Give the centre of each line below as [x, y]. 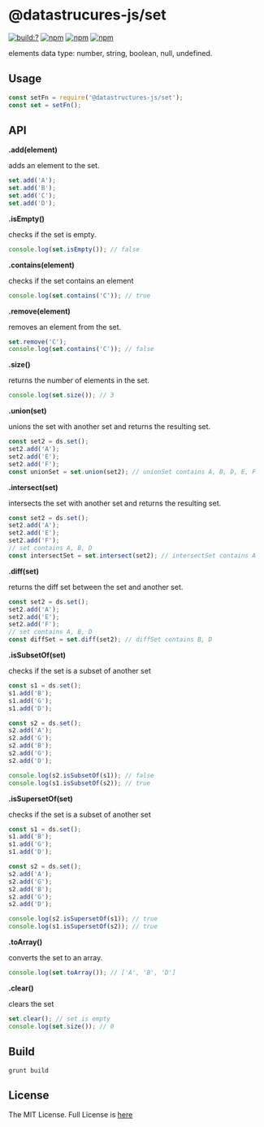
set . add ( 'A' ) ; [32, 180]
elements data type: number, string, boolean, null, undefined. [110, 53]
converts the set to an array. [56, 958]
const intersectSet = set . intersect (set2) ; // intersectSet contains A [132, 555]
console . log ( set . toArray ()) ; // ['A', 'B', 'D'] [92, 973]
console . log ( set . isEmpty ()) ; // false [74, 249]
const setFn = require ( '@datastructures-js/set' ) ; [96, 98]
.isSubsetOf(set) [37, 655]
